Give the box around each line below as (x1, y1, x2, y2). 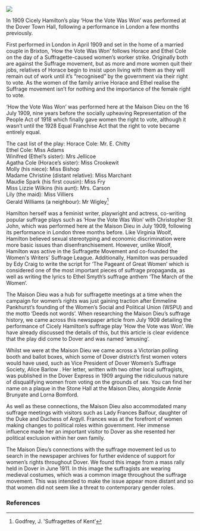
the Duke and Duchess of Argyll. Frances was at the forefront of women (6, 415, 183, 423)
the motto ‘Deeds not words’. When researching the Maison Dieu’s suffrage (6, 310, 190, 317)
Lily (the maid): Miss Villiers (6, 191, 74, 198)
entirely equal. (6, 129, 42, 135)
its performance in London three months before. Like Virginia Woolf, (6, 228, 173, 235)
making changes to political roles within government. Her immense (6, 421, 170, 428)
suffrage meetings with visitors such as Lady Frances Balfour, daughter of (6, 409, 187, 416)
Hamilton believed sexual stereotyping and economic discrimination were (6, 235, 186, 242)
